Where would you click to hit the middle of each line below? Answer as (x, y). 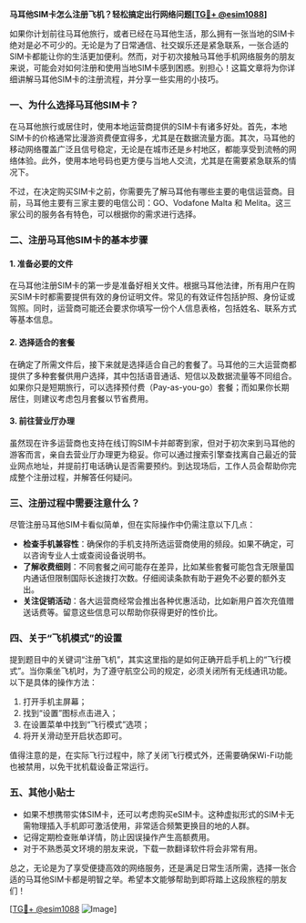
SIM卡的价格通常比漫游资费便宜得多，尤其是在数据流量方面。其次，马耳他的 (153, 138)
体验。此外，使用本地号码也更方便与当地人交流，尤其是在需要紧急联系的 (153, 161)
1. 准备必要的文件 (41, 263)
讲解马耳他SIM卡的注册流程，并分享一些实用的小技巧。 (120, 79)
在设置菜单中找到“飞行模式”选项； (86, 724)
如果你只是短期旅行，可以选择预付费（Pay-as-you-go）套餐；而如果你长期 (149, 387)
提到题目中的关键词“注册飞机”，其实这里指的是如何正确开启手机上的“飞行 (147, 660)
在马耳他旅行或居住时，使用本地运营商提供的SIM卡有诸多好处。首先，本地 (148, 127)
